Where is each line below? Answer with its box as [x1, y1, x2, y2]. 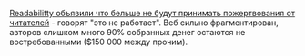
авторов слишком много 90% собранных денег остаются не [9, 27, 246, 37]
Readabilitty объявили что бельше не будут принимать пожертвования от [9, 8, 296, 18]
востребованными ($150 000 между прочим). [9, 36, 188, 47]
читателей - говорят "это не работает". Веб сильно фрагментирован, [9, 17, 280, 28]
